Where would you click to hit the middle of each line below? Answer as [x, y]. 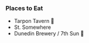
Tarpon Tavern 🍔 [34, 21]
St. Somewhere [32, 27]
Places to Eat [24, 8]
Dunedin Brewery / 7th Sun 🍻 [49, 34]
